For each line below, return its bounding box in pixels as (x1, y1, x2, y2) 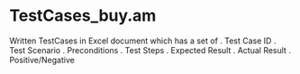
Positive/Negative (9, 54, 75, 65)
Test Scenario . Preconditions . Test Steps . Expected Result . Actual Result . (9, 44, 291, 55)
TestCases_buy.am (9, 5, 157, 26)
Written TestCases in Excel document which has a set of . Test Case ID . (9, 35, 277, 46)
